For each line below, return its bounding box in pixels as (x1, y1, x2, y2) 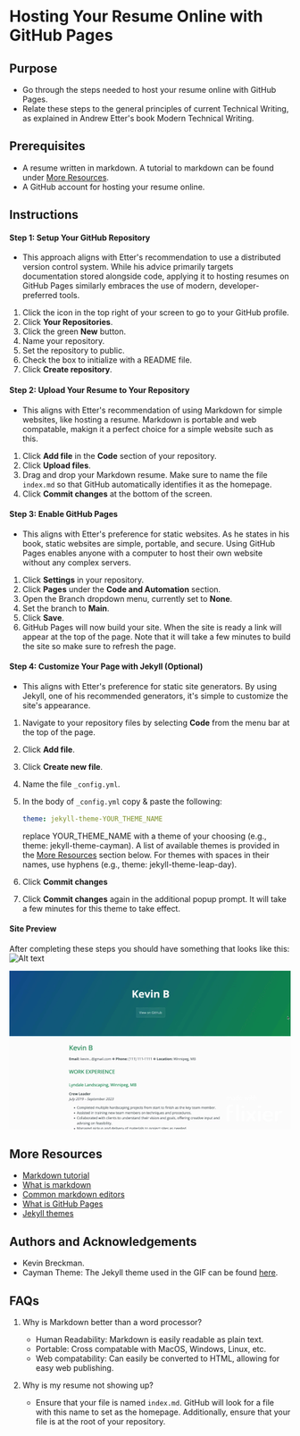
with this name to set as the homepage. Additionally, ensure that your (35, 1407, 291, 1417)
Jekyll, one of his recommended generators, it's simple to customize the (21, 690, 288, 702)
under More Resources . (21, 171, 110, 182)
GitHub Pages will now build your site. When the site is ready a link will (21, 622, 282, 632)
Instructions (9, 207, 79, 222)
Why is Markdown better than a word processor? (21, 1317, 203, 1328)
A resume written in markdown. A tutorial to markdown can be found (21, 163, 274, 173)
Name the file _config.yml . (21, 779, 121, 789)
